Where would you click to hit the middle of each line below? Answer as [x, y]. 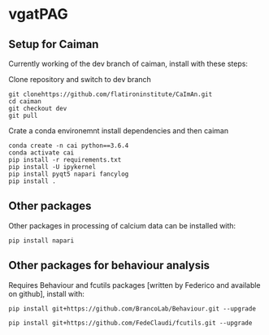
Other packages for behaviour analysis [109, 265]
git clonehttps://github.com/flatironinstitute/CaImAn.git [111, 94]
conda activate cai [41, 153]
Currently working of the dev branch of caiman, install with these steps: [128, 63]
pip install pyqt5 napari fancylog [69, 174]
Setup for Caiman [54, 44]
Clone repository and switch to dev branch [80, 79]
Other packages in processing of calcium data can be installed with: [122, 225]
